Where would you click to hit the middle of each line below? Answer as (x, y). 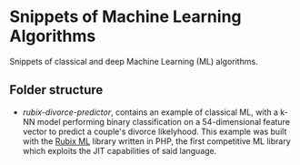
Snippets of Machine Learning (126, 17)
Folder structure (56, 90)
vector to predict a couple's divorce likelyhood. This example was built (155, 131)
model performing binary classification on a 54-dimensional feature (164, 121)
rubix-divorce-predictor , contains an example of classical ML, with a (150, 112)
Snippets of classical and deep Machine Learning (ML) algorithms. (134, 61)
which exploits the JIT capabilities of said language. (120, 150)
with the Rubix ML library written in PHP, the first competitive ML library (156, 141)
